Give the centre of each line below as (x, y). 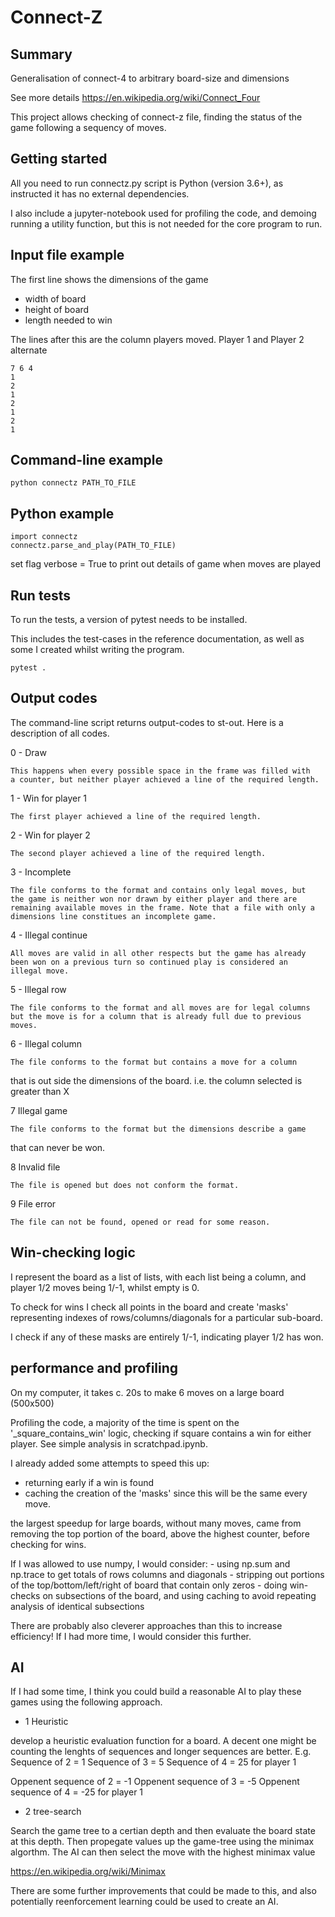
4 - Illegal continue (49, 935)
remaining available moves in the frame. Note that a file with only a (162, 907)
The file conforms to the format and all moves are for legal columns (160, 1007)
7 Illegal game (39, 1110)
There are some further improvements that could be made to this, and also (163, 1891)
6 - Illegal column (46, 1043)
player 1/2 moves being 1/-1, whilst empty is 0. (105, 1287)
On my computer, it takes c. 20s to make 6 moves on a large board (147, 1392)
